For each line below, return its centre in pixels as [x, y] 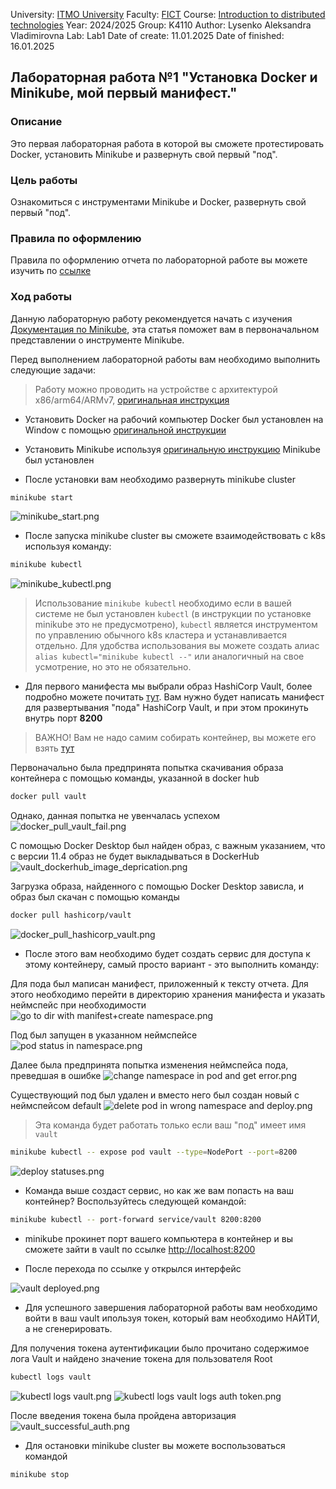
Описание [36, 122]
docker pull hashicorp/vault [71, 915]
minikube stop [40, 1474]
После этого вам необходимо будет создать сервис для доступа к [167, 954]
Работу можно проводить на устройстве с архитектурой [156, 389]
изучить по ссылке [51, 271]
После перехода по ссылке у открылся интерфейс [133, 1268]
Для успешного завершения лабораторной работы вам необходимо [171, 1307]
